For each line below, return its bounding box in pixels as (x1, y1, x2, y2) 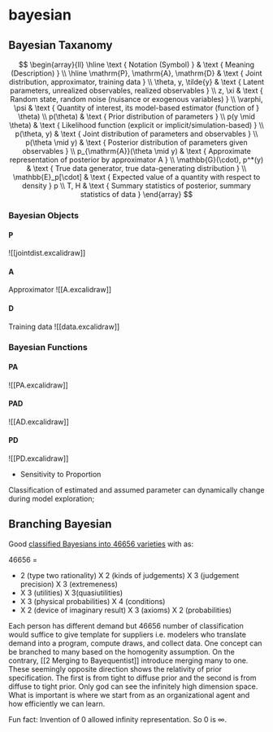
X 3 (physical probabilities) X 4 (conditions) (19, 596, 166, 606)
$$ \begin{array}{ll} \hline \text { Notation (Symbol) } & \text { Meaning (19, 59, 254, 69)
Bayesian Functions (8, 342, 88, 353)
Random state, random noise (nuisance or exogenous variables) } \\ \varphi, (10, 94, 263, 103)
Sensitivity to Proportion (19, 470, 102, 480)
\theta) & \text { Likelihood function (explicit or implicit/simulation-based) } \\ (9, 121, 264, 129)
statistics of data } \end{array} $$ (80, 190, 193, 199)
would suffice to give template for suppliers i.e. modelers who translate (8, 629, 246, 639)
